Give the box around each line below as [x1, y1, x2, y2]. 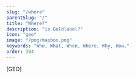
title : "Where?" [6, 20, 48, 26]
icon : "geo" [6, 32, 37, 38]
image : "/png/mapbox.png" [6, 37, 72, 43]
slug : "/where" [6, 9, 45, 15]
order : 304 [6, 49, 34, 55]
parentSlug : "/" [6, 15, 48, 21]
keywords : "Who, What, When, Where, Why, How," [6, 43, 130, 49]
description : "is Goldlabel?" [6, 26, 84, 32]
